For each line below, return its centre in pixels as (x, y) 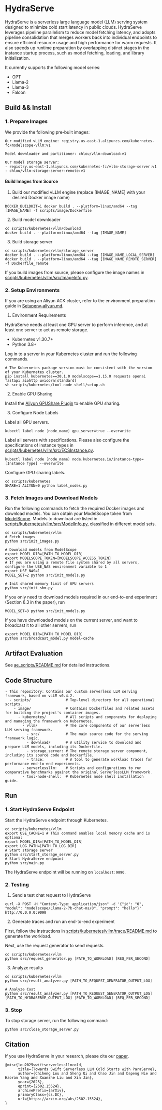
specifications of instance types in (39, 445)
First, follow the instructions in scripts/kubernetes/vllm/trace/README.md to (81, 931)
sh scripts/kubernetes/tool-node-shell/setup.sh (55, 385)
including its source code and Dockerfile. (50, 755)
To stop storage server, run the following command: (57, 1021)
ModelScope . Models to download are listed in (51, 519)
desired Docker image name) (41, 197)
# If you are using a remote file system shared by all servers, (72, 563)
